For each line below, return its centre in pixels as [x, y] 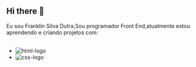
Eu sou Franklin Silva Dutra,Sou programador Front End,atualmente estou [98, 26]
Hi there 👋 [25, 11]
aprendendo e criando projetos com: [53, 32]
